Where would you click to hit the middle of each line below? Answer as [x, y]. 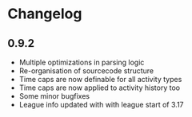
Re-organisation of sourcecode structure [86, 71]
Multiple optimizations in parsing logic [82, 62]
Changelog [45, 14]
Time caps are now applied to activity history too [100, 88]
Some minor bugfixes [54, 96]
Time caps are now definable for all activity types [100, 79]
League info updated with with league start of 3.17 [101, 105]
